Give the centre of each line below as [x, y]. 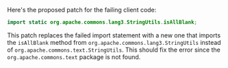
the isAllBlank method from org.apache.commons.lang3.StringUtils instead [114, 42]
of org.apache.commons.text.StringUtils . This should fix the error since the [114, 50]
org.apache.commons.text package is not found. [74, 56]
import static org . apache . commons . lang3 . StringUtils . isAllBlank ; [102, 22]
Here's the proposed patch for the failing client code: [82, 10]
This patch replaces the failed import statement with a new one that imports [114, 35]
